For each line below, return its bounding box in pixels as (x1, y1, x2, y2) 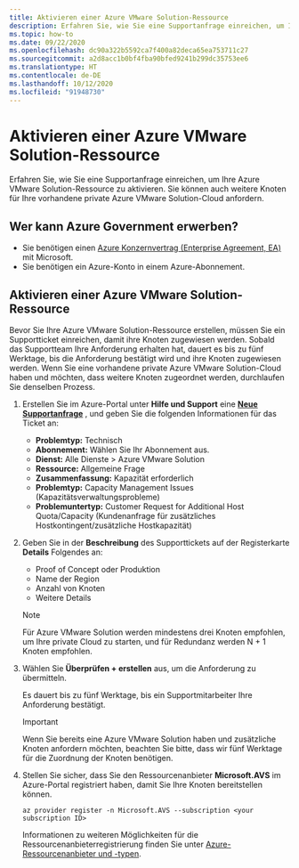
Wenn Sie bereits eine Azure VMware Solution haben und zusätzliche (21, 734, 277, 744)
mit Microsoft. (21, 252, 74, 263)
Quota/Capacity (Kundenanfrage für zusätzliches (35, 511, 216, 522)
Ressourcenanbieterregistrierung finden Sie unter (21, 839, 205, 850)
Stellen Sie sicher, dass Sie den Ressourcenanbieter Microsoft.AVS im (21, 770, 281, 781)
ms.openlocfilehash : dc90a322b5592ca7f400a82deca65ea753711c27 (9, 46, 249, 55)
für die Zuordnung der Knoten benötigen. (21, 753, 174, 764)
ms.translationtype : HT (9, 63, 98, 72)
